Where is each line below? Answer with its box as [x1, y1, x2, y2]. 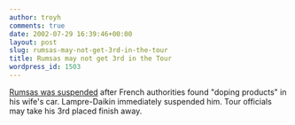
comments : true [9, 21, 66, 30]
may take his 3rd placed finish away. [9, 105, 143, 116]
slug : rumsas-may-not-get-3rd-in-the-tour [9, 46, 168, 55]
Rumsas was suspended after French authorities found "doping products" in [9, 86, 287, 98]
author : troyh [9, 12, 62, 22]
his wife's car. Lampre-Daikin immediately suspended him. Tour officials [9, 96, 272, 106]
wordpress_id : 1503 [9, 63, 82, 72]
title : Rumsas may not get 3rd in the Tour [9, 54, 173, 63]
